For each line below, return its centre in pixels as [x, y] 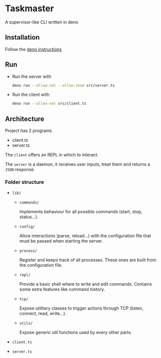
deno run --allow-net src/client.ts [49, 104]
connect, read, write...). [43, 313]
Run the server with [32, 76]
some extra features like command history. [62, 290]
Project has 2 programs [28, 131]
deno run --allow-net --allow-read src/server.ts [63, 85]
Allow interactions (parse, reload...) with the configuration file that [85, 236]
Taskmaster [30, 9]
